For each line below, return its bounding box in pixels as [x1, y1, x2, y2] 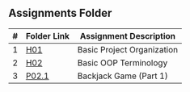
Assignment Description [79, 30, 176, 41]
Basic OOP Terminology [77, 56, 168, 68]
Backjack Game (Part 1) [77, 70, 168, 82]
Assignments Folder [8, 6, 112, 20]
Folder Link [25, 30, 70, 41]
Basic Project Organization [77, 44, 179, 55]
